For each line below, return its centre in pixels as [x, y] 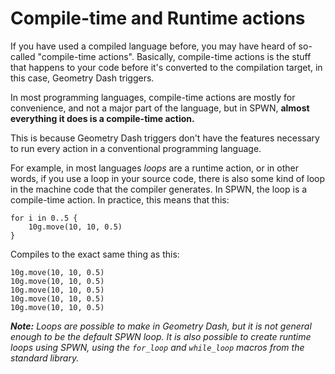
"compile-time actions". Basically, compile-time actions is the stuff [174, 56]
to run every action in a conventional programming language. [136, 148]
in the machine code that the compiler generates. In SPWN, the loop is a [159, 189]
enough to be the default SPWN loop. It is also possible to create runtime [161, 336]
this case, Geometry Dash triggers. [82, 78]
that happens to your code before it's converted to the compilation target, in [166, 67]
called [23, 56]
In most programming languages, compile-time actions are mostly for [153, 97]
